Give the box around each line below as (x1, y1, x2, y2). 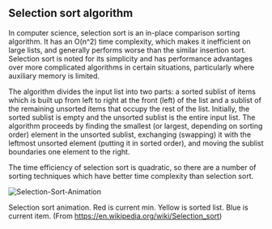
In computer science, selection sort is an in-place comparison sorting (8, 28, 240, 37)
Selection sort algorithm (8, 6, 134, 20)
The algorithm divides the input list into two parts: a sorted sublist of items (8, 87, 257, 96)
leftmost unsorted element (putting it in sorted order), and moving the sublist (8, 138, 265, 148)
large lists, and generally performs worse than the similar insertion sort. (8, 45, 247, 55)
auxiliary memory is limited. (8, 70, 100, 80)
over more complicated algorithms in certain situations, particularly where (8, 62, 255, 72)
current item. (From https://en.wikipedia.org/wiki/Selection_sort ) (8, 210, 223, 221)
